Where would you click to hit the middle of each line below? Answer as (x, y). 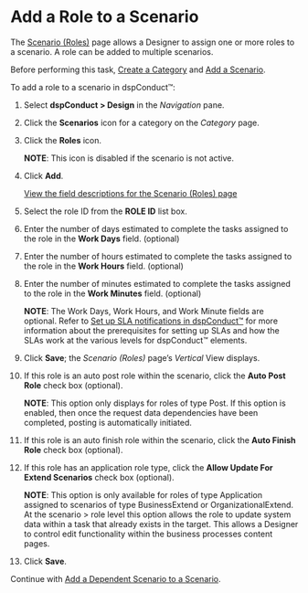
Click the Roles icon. (63, 140)
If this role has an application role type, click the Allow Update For (148, 467)
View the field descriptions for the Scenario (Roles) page (130, 193)
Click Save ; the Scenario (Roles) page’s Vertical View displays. (142, 357)
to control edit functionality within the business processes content (148, 534)
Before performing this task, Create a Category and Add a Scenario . (138, 69)
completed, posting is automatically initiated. (108, 422)
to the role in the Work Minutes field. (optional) (112, 293)
